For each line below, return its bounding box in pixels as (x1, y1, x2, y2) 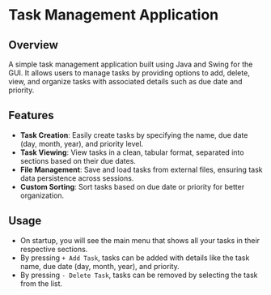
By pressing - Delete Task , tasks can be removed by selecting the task (19, 270, 258, 280)
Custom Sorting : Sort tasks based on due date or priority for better (19, 182, 245, 191)
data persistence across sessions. (19, 173, 134, 183)
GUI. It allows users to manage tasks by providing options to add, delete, (8, 68, 251, 78)
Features (8, 109, 54, 122)
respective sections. (19, 244, 88, 254)
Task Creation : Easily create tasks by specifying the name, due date (19, 130, 248, 139)
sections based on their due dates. (19, 156, 136, 165)
